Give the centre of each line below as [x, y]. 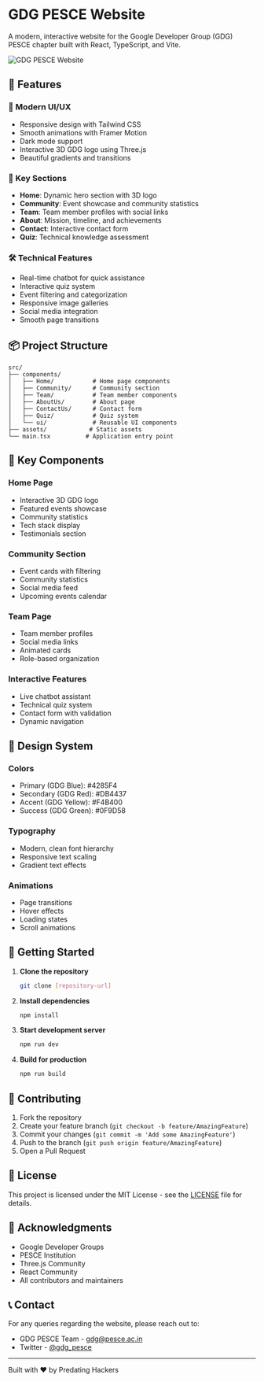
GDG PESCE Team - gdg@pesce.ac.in [81, 1339]
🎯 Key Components [56, 461]
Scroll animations [48, 927]
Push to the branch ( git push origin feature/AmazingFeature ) [121, 1143]
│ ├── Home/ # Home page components [89, 382]
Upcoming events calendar [63, 597]
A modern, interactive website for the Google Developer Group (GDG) [121, 36]
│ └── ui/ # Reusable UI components [93, 423]
